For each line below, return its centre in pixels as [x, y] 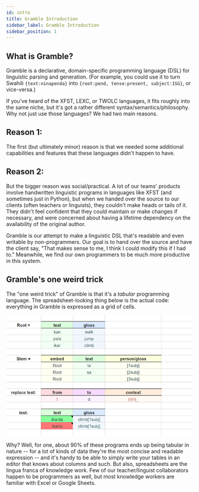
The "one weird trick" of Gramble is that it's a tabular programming [88, 294]
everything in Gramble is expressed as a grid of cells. [71, 306]
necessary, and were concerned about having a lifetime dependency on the [98, 218]
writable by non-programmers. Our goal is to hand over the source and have [99, 242]
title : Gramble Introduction [42, 19]
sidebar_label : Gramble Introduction [53, 25]
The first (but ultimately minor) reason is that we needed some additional [95, 146]
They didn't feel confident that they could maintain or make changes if [92, 211]
